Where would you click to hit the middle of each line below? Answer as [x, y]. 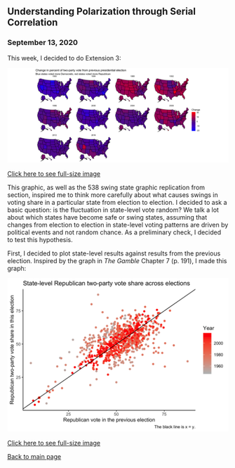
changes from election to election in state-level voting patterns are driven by [118, 225]
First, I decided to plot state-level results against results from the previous [114, 253]
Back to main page [34, 456]
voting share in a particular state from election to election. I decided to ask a [117, 203]
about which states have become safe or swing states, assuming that [107, 217]
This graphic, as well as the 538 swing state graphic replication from [106, 188]
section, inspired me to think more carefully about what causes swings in [113, 195]
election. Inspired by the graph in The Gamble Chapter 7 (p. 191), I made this [117, 261]
